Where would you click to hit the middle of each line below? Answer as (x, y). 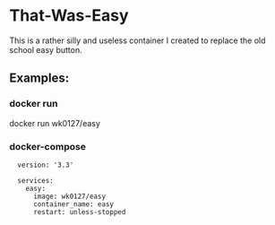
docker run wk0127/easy (55, 123)
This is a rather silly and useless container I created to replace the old (137, 40)
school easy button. (46, 49)
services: (35, 180)
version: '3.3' (46, 165)
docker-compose (48, 146)
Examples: (39, 78)
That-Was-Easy (69, 16)
